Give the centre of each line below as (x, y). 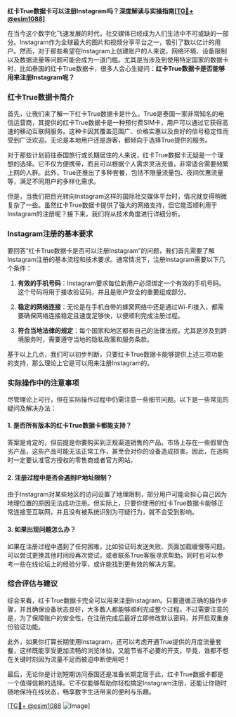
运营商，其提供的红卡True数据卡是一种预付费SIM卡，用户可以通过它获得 (118, 123)
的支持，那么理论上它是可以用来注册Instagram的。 (80, 363)
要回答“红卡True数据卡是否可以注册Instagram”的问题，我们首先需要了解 (111, 250)
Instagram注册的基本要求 (50, 234)
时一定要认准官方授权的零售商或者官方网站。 (72, 460)
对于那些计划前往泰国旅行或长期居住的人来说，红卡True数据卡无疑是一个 (112, 155)
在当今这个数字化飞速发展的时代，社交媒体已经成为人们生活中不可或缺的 (112, 33)
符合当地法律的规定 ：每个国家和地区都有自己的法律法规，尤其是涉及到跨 (122, 330)
